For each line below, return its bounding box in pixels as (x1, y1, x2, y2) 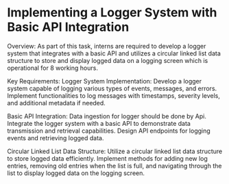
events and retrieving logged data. (7, 133, 104, 142)
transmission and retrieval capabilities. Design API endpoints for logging (7, 127, 210, 135)
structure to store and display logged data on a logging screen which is (7, 56, 208, 64)
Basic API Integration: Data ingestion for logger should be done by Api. (7, 111, 207, 120)
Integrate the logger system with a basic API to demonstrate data (7, 119, 191, 127)
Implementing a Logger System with (7, 5, 217, 21)
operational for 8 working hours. (7, 64, 98, 72)
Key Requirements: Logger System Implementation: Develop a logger (7, 77, 202, 85)
